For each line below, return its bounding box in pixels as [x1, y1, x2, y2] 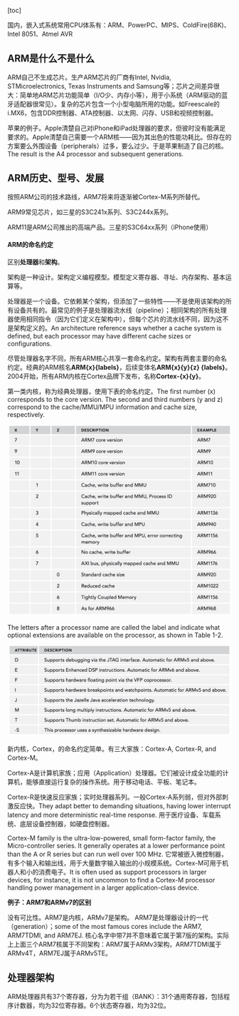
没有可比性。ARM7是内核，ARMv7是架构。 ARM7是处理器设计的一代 [7, 913, 208, 922]
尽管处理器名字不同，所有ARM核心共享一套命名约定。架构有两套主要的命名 [7, 353, 228, 363]
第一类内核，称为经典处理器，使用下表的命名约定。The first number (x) [7, 387, 216, 396]
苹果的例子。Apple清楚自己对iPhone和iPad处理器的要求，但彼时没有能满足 [7, 124, 226, 132]
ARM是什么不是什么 [7, 53, 95, 65]
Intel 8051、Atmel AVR [7, 30, 73, 38]
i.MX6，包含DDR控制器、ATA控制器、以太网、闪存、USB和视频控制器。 [7, 109, 218, 117]
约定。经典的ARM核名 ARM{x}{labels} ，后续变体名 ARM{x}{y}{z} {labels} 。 [7, 363, 232, 371]
